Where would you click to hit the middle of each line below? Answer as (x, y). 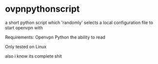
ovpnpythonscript (42, 9)
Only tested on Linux (26, 46)
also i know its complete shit (33, 56)
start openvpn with (24, 27)
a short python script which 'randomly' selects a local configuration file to (79, 22)
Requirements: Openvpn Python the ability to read (55, 37)
